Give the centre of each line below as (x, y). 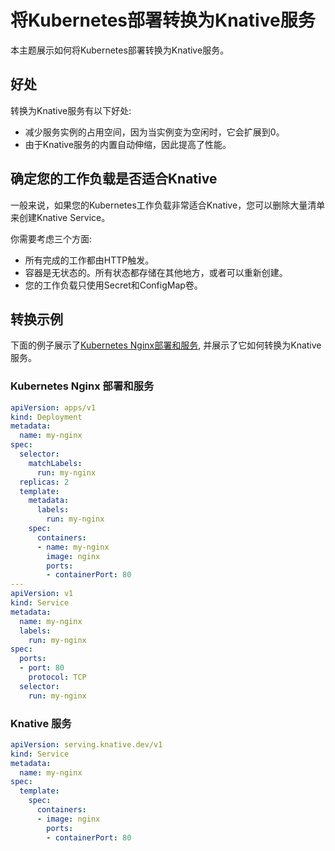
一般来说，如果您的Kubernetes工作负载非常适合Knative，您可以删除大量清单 (168, 205)
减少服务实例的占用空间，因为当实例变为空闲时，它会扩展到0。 (154, 132)
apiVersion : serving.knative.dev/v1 (86, 744)
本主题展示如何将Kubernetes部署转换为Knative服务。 (120, 50)
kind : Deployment (46, 417)
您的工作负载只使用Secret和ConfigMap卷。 (113, 285)
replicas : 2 (44, 482)
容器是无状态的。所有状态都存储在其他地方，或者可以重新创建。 (156, 272)
